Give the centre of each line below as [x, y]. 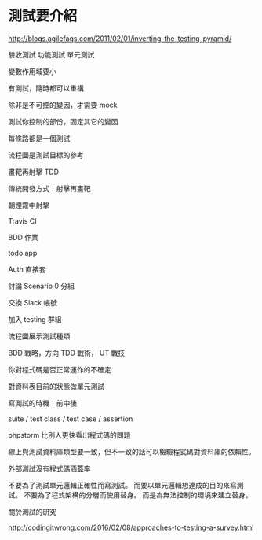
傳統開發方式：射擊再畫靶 [49, 188]
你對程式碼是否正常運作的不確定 [60, 369]
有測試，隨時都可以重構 [46, 88]
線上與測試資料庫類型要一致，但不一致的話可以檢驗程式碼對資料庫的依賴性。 [132, 451]
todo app [23, 253]
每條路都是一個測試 [39, 138]
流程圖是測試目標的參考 [46, 155]
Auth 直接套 [27, 269]
